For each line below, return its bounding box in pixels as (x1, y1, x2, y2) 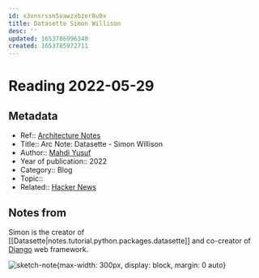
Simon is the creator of (8, 227, 85, 237)
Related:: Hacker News (19, 182, 97, 192)
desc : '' (8, 27, 38, 35)
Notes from (8, 206, 67, 220)
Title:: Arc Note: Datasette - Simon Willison (19, 139, 163, 149)
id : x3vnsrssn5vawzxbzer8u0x (8, 11, 107, 20)
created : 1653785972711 (8, 42, 89, 50)
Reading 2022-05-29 (8, 77, 155, 96)
